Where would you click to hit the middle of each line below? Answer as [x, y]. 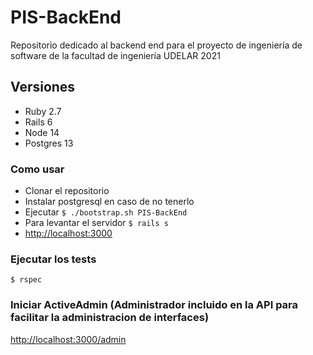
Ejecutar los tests [53, 259]
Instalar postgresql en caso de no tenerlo [109, 202]
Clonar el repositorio [67, 191]
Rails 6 [38, 122]
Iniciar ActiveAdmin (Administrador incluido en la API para [154, 305]
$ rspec [26, 280]
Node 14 [42, 132]
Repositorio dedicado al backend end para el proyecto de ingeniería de [156, 45]
